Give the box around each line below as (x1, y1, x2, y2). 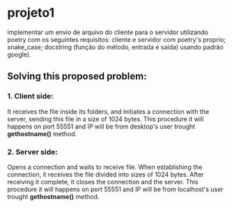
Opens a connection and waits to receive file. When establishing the (7, 163, 203, 171)
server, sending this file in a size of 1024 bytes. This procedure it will (7, 114, 204, 123)
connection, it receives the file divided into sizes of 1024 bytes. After (7, 170, 204, 179)
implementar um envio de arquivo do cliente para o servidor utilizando (7, 28, 209, 36)
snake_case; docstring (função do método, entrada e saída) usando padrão (7, 43, 224, 51)
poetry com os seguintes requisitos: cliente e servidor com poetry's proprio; (7, 35, 226, 43)
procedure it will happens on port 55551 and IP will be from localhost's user (7, 185, 224, 193)
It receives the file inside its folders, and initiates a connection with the (7, 107, 210, 116)
